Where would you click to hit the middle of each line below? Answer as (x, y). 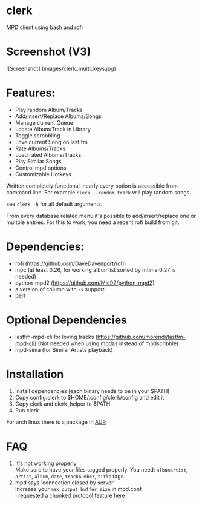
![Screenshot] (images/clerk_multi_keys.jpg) (61, 68)
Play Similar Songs (38, 161)
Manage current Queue (44, 122)
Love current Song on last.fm (51, 142)
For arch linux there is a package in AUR (56, 422)
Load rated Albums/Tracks (48, 154)
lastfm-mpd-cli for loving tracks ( (56, 337)
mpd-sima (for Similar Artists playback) (64, 349)
